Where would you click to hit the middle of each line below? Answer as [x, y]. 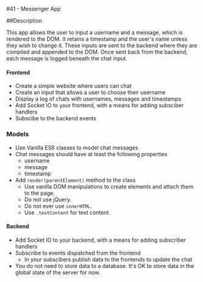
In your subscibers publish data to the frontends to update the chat [108, 259]
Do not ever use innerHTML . [58, 206]
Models [18, 134]
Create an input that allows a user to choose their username [90, 92]
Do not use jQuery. [48, 199]
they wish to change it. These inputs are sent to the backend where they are [102, 45]
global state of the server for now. [58, 272]
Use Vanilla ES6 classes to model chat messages [77, 147]
